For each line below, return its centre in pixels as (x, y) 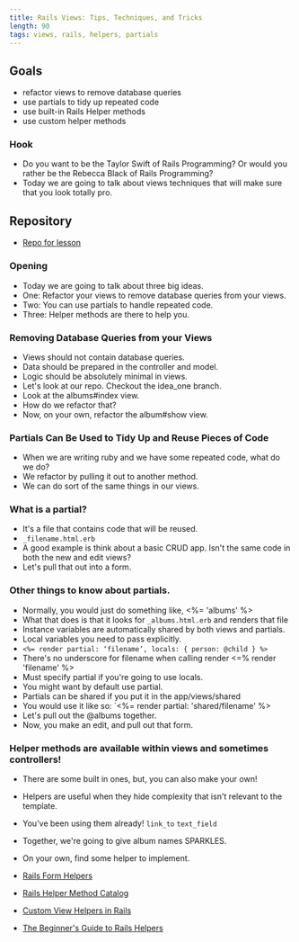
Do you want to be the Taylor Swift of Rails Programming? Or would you (154, 164)
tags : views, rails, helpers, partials (84, 34)
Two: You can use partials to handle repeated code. (118, 305)
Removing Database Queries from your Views (111, 337)
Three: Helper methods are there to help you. (106, 314)
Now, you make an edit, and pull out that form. (108, 724)
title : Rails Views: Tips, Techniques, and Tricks (106, 18)
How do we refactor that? (69, 405)
